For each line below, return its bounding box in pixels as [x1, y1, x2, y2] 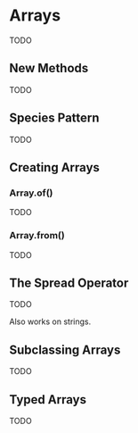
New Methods [9, 61, 89, 76]
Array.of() [9, 187, 53, 199]
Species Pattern [9, 111, 100, 126]
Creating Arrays [9, 160, 101, 175]
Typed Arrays [9, 392, 87, 407]
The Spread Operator [9, 275, 129, 290]
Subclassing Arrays [9, 342, 121, 357]
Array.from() [9, 229, 65, 242]
